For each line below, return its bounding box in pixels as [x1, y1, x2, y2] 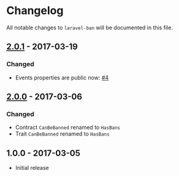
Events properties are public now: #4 [15, 74, 109, 81]
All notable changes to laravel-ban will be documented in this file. [6, 24, 173, 31]
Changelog [6, 4, 64, 18]
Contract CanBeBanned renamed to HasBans [15, 123, 121, 131]
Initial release [15, 164, 49, 172]
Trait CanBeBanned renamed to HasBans [15, 130, 110, 137]
